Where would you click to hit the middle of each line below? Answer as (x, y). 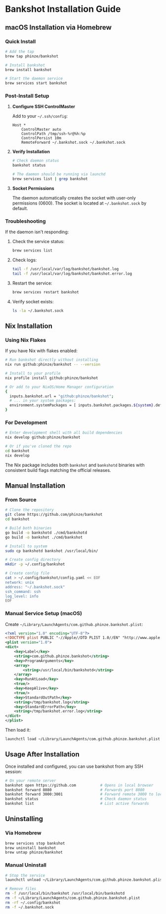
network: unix (20, 582)
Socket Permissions (33, 188)
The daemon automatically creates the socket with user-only (74, 198)
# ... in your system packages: (43, 401)
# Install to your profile (33, 374)
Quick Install (21, 42)
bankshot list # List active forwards (77, 804)
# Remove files (21, 889)
